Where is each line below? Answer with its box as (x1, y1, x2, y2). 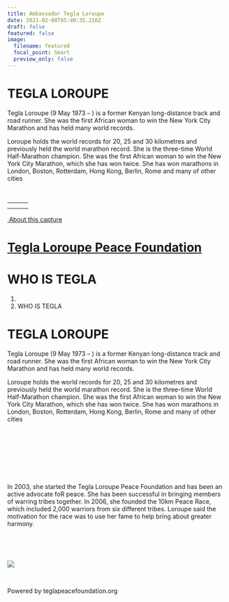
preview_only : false (13, 56, 73, 63)
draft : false (7, 23, 45, 30)
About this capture (8, 215, 63, 223)
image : (7, 36, 27, 43)
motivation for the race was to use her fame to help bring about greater (7, 512, 212, 520)
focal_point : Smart (13, 50, 71, 57)
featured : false (7, 29, 54, 37)
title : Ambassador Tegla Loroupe (7, 10, 105, 17)
